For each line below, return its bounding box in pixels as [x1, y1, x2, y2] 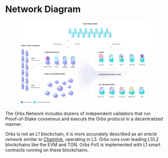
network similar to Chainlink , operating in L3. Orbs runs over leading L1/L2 [5, 136, 159, 142]
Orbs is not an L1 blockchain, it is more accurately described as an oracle [5, 131, 157, 137]
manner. [5, 121, 23, 127]
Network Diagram [5, 4, 81, 15]
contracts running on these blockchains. [5, 147, 89, 153]
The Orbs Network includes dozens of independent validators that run [5, 110, 151, 116]
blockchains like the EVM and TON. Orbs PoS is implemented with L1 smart [5, 141, 160, 147]
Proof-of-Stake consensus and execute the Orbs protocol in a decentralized [5, 116, 163, 122]
